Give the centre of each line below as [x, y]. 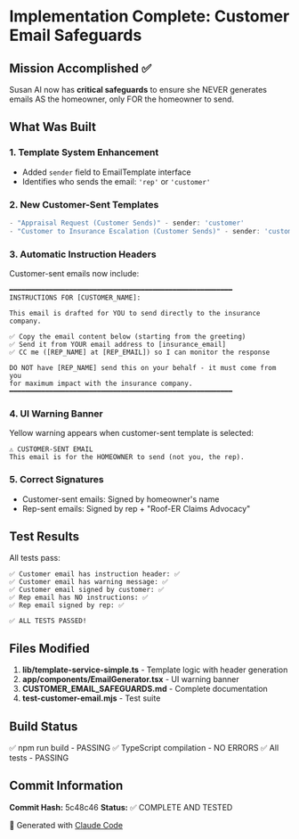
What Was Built [53, 127]
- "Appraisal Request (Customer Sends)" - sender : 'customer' [127, 223]
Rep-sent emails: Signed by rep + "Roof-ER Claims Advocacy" [136, 508]
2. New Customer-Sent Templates [84, 204]
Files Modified [50, 648]
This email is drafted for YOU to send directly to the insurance [135, 314]
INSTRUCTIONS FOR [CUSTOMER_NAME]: [75, 298]
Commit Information [66, 786]
